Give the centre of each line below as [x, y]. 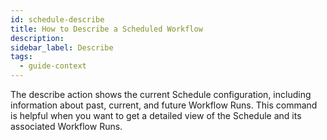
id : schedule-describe [57, 19]
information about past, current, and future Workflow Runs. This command [164, 105]
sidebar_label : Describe [62, 47]
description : [37, 38]
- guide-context [53, 66]
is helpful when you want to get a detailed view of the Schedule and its [156, 115]
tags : [21, 57]
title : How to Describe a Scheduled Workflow [106, 29]
